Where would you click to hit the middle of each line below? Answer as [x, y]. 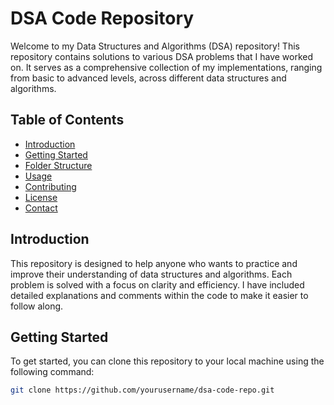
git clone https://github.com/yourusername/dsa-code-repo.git [142, 390]
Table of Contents [67, 120]
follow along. [37, 306]
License [41, 197]
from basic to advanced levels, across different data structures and [148, 78]
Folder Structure [58, 165]
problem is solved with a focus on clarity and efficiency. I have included [157, 284]
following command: [52, 372]
